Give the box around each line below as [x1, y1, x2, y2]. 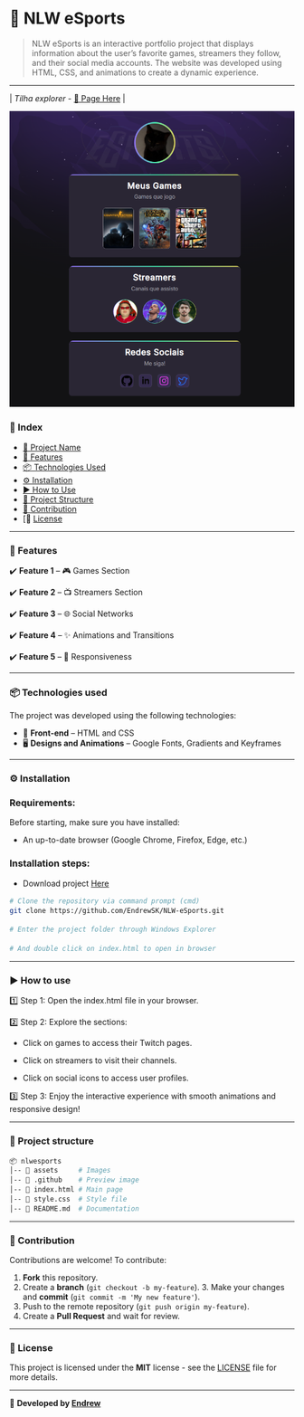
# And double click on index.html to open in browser [9, 945, 217, 954]
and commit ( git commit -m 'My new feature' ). [22, 1291, 201, 1302]
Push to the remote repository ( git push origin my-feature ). [22, 1301, 251, 1312]
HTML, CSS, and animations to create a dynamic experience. [31, 67, 260, 78]
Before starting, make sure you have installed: [9, 817, 181, 828]
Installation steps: [9, 857, 90, 870]
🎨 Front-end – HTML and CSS [22, 728, 135, 738]
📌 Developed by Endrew [9, 1398, 101, 1409]
